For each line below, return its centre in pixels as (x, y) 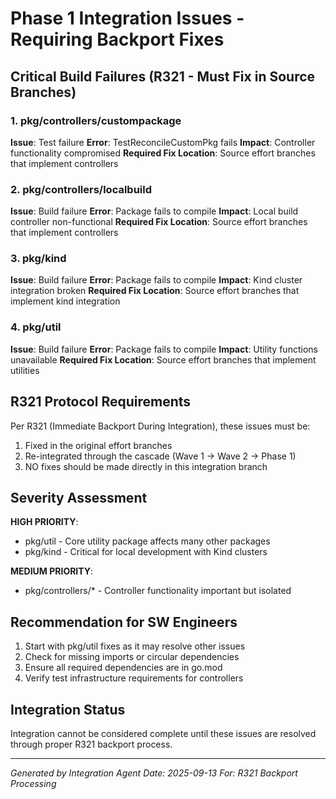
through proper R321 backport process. (91, 744)
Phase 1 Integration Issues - (127, 18)
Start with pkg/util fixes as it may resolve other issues (135, 646)
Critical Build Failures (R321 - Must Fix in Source (163, 76)
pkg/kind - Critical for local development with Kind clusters (146, 552)
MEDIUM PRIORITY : (52, 571)
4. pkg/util (36, 327)
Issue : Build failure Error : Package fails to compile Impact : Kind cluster (156, 280)
